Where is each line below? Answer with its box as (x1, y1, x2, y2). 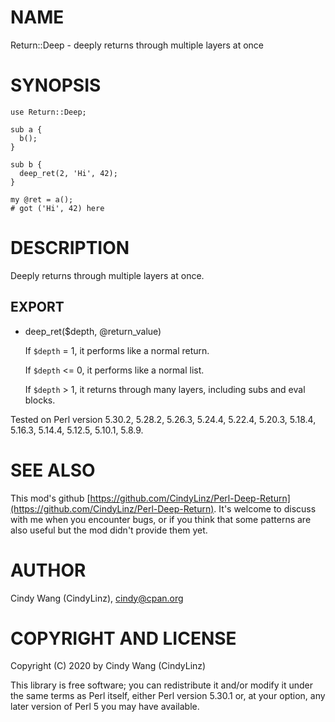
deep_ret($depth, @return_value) (24, 325, 162, 337)
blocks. (24, 394, 56, 406)
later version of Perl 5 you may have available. (10, 701, 200, 713)
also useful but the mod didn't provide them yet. (10, 524, 208, 536)
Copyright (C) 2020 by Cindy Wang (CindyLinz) (10, 660, 207, 672)
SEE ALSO (10, 459, 96, 481)
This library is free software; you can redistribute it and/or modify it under (10, 679, 314, 691)
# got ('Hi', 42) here (10, 203, 105, 213)
